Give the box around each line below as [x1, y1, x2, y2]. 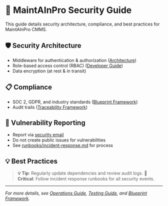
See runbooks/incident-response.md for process [12, 142, 113, 148]
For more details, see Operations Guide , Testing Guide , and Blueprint [5, 190, 147, 196]
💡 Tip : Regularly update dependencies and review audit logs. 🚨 [17, 170, 147, 176]
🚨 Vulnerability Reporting [5, 118, 86, 127]
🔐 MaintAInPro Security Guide [5, 4, 132, 16]
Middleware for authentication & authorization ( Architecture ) [12, 57, 136, 63]
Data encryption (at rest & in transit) [12, 67, 86, 74]
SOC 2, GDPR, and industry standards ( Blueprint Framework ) [12, 98, 138, 104]
